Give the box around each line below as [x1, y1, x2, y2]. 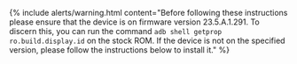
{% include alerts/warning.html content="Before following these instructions [9, 8, 288, 18]
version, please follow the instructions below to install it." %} [9, 45, 231, 55]
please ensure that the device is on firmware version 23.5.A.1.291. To [9, 17, 260, 27]
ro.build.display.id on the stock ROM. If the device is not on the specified [9, 35, 285, 46]
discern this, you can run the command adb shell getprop [9, 26, 223, 36]
